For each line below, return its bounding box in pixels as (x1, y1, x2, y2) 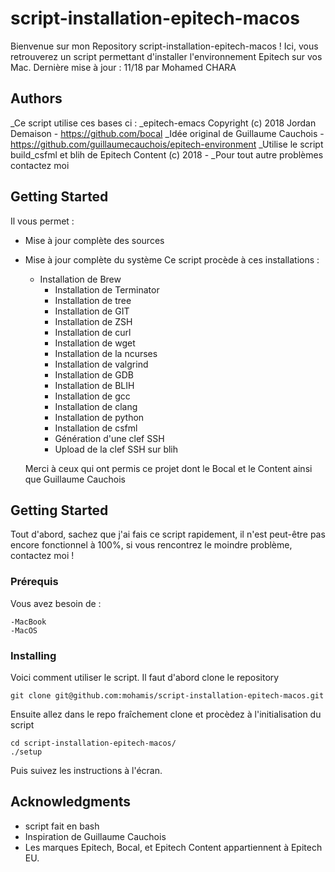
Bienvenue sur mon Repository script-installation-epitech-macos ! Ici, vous (10, 40, 319, 52)
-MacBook (10, 617, 47, 627)
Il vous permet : (10, 215, 75, 227)
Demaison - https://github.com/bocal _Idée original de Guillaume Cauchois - (10, 127, 325, 139)
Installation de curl (54, 326, 132, 338)
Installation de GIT (54, 305, 130, 317)
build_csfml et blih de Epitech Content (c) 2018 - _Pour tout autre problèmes (10, 148, 324, 161)
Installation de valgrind (54, 358, 149, 370)
